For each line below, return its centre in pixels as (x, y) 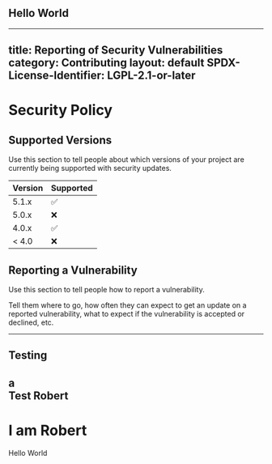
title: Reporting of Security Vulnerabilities (116, 51)
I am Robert (48, 430)
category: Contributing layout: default (106, 63)
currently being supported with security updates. (90, 168)
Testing (28, 355)
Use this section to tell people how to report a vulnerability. (106, 290)
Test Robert (38, 396)
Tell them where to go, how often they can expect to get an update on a (127, 305)
